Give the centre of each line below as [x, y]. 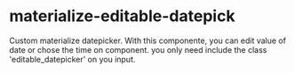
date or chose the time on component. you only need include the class [138, 49]
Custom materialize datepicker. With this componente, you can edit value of [148, 40]
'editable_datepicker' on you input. [72, 59]
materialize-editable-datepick [122, 16]
